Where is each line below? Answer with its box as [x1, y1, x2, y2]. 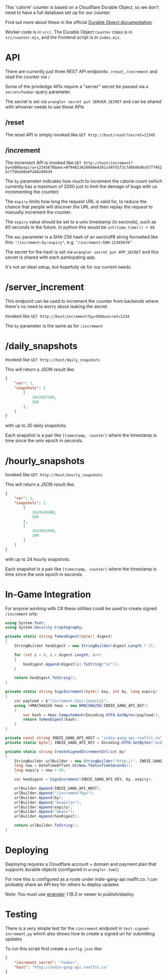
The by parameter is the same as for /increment [5, 323, 103, 329]
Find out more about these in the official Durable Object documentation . [5, 20, 153, 25]
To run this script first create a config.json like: [5, 945, 103, 951]
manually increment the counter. [5, 209, 72, 215]
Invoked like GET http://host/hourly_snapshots [5, 472, 103, 478]
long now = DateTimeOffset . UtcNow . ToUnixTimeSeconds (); [14, 763, 133, 768]
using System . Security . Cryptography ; [5, 625, 84, 630]
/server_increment [5, 281, 84, 293]
